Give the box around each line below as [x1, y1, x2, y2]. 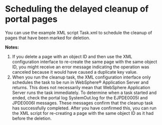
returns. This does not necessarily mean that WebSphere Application [12, 84, 150, 90]
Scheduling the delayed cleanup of [5, 3, 149, 15]
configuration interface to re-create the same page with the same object [12, 59, 157, 64]
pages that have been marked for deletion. [5, 35, 90, 41]
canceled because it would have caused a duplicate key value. [12, 69, 138, 75]
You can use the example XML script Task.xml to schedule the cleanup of [5, 30, 152, 35]
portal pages [5, 14, 57, 25]
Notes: [5, 44, 19, 50]
